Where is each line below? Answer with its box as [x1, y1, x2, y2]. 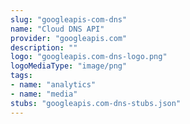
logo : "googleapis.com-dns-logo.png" [10, 52, 168, 62]
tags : [10, 71, 33, 81]
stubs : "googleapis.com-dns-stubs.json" [10, 98, 182, 108]
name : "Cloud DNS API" [10, 24, 105, 34]
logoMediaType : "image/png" [10, 61, 128, 71]
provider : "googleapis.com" [10, 33, 128, 43]
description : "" [10, 42, 78, 53]
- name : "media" [10, 89, 78, 99]
